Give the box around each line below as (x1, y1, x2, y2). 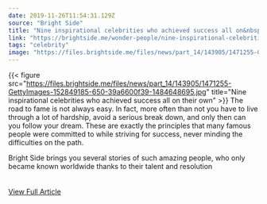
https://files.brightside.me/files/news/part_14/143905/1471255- (26, 79, 232, 88)
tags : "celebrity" (8, 41, 69, 49)
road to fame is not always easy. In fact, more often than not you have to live (8, 104, 258, 114)
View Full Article (8, 187, 61, 196)
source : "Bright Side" (8, 19, 83, 27)
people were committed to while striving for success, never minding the (8, 129, 243, 139)
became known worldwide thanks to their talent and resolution (8, 162, 213, 171)
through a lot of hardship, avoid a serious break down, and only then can (8, 113, 246, 121)
